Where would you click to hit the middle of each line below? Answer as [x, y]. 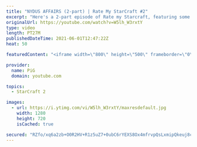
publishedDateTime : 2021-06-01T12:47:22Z [57, 38]
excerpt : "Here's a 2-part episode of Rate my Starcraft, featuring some [98, 17]
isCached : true [35, 124]
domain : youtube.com [36, 76]
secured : [17, 135]
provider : [18, 65]
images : [16, 103]
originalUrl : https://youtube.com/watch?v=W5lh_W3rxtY [74, 22]
